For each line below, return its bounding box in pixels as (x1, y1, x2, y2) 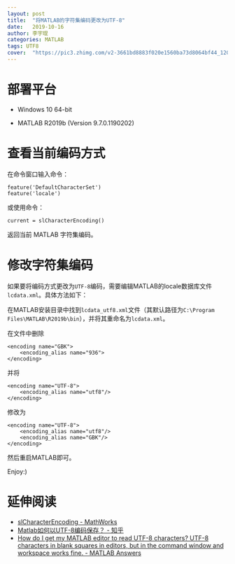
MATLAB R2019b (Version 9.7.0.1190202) (17, 118, 134, 127)
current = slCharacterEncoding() (7, 217, 105, 224)
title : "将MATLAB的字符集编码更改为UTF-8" (7, 17, 126, 24)
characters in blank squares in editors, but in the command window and (17, 541, 224, 549)
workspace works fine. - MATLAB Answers (17, 549, 142, 557)
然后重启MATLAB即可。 (7, 453, 76, 462)
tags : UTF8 (7, 43, 39, 50)
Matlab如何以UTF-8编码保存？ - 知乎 (17, 526, 124, 534)
